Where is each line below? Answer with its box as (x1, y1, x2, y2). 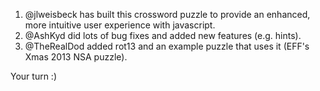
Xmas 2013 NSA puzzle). (24, 51, 128, 63)
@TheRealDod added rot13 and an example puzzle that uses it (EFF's (24, 40, 310, 52)
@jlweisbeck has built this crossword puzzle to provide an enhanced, (24, 9, 311, 20)
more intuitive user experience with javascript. (24, 19, 216, 31)
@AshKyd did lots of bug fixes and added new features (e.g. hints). (24, 30, 302, 41)
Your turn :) (10, 70, 58, 82)
